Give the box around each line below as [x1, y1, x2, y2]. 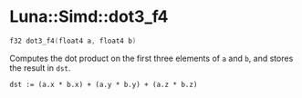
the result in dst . [9, 62, 71, 73]
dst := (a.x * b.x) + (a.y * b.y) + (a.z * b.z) [9, 80, 198, 89]
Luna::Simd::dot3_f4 [9, 6, 169, 27]
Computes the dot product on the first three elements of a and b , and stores [9, 53, 294, 64]
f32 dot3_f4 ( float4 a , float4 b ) [9, 36, 137, 45]
